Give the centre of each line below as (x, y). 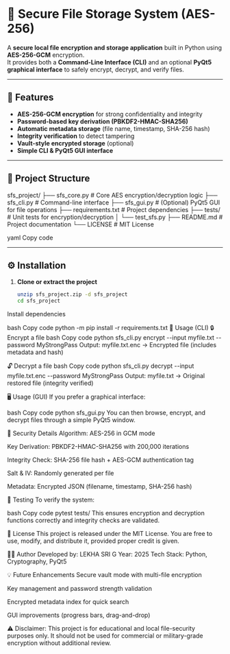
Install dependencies (37, 314)
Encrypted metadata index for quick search (68, 602)
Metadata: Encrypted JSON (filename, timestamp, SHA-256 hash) (100, 487)
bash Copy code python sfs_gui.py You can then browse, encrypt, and (106, 413)
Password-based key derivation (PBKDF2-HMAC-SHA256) (102, 121)
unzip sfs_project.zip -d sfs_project (72, 294)
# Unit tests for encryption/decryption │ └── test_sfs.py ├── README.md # (115, 217)
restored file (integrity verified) (50, 383)
